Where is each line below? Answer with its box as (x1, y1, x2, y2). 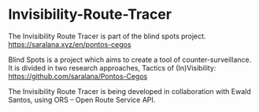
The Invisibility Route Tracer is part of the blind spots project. (8, 31, 206, 41)
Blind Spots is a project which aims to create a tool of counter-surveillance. (8, 55, 252, 64)
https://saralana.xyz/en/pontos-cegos (8, 39, 131, 49)
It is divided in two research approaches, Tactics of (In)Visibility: (8, 63, 216, 72)
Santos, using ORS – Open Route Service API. (8, 95, 156, 104)
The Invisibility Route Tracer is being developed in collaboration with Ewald (8, 86, 251, 96)
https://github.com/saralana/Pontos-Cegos (8, 71, 148, 81)
